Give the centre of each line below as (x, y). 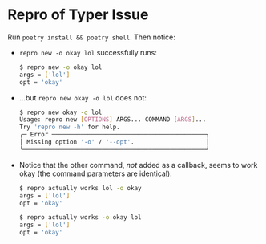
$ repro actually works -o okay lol (80, 218)
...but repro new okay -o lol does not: (83, 97)
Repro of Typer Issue (78, 15)
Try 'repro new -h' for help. (70, 127)
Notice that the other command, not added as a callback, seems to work (138, 165)
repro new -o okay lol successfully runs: (88, 52)
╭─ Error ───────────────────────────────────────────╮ (114, 135)
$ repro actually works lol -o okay (80, 188)
